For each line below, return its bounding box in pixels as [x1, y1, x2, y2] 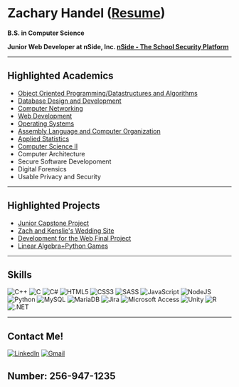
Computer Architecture [17, 149, 85, 158]
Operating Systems [17, 119, 75, 128]
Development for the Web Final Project [17, 233, 132, 242]
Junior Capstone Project [17, 218, 90, 227]
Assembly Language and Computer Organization [17, 126, 161, 135]
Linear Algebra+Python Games [17, 241, 109, 250]
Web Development [17, 111, 73, 120]
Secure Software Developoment [17, 157, 112, 166]
